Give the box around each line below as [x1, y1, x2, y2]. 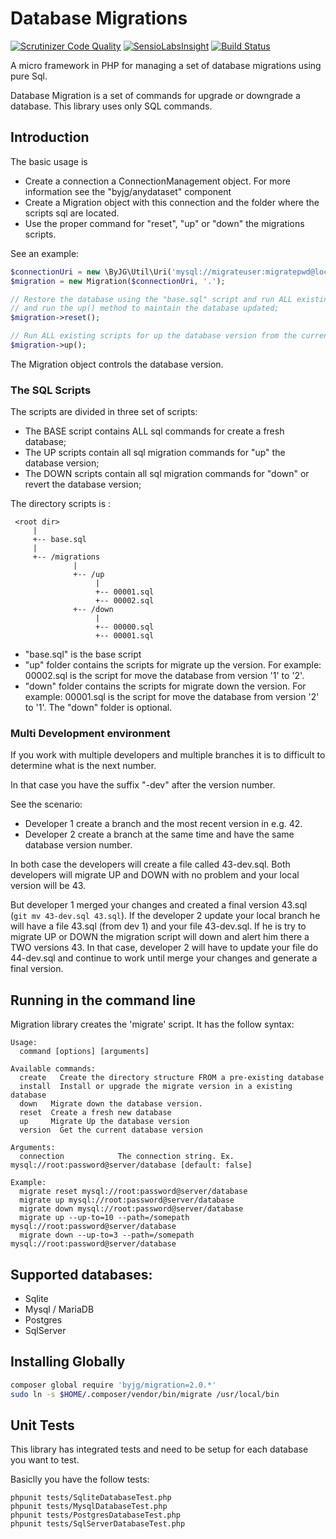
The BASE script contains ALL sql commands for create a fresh [24, 425, 285, 437]
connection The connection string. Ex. [19, 1152, 235, 1162]
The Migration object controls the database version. [10, 358, 224, 370]
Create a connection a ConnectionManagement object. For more [24, 175, 291, 187]
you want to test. [10, 1454, 80, 1466]
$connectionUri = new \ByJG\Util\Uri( [10, 267, 172, 277]
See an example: [10, 247, 80, 259]
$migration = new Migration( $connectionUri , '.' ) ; [10, 276, 226, 286]
